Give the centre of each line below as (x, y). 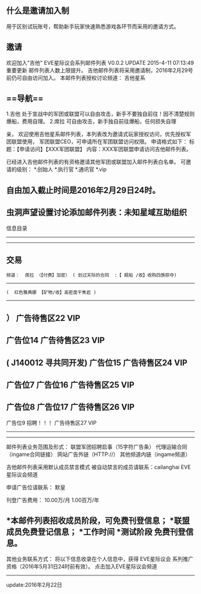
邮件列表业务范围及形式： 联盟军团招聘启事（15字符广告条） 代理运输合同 (97, 446)
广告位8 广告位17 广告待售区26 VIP (70, 407)
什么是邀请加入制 (38, 11)
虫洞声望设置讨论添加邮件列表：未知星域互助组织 (97, 213)
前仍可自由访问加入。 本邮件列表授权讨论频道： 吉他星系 (76, 77)
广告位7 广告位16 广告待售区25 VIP (70, 385)
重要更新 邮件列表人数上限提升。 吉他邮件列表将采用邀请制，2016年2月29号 (100, 70)
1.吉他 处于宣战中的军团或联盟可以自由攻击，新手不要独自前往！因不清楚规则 (100, 114)
